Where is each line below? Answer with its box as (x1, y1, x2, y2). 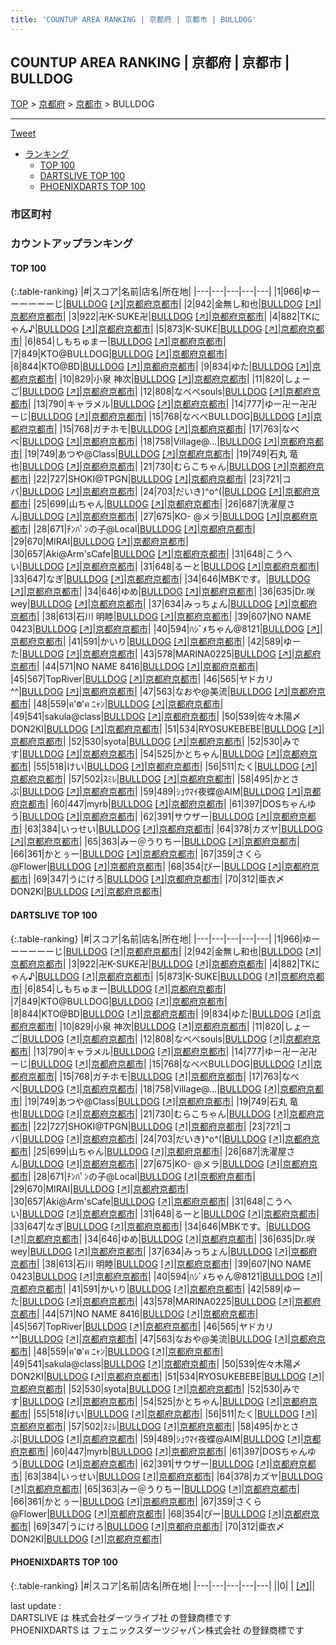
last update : (10, 1599, 62, 1611)
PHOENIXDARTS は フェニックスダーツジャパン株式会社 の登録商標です (10, 1624, 305, 1636)
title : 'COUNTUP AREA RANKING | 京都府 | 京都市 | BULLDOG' (10, 14, 257, 25)
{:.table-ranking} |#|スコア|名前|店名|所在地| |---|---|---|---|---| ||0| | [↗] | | (10, 1579, 316, 1591)
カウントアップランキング (10, 237, 133, 251)
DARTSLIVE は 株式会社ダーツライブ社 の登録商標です (10, 1611, 232, 1623)
